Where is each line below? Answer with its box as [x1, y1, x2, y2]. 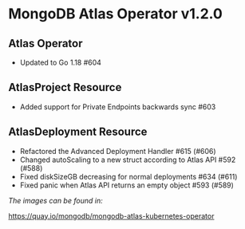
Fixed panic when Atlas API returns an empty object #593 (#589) [19, 180, 234, 190]
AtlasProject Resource [8, 81, 122, 94]
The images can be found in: [8, 195, 103, 205]
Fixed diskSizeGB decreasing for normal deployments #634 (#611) [19, 172, 238, 181]
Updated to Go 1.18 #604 [19, 57, 102, 67]
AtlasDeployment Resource [8, 125, 148, 139]
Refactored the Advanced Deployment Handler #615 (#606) [19, 146, 217, 156]
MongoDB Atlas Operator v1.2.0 [8, 5, 223, 23]
